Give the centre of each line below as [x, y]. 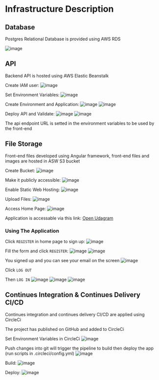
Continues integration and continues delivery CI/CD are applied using [75, 314]
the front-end [19, 128]
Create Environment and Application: [42, 104]
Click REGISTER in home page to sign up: [45, 241]
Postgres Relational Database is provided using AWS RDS [63, 39]
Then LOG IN [18, 279]
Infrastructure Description [59, 9]
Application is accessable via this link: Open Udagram [59, 218]
